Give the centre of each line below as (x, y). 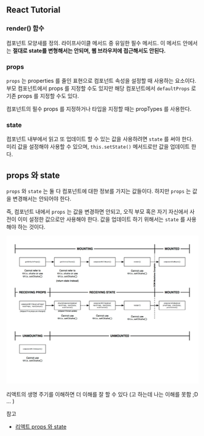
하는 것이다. (31, 227)
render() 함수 (25, 29)
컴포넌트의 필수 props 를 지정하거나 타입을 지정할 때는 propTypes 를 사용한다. (99, 108)
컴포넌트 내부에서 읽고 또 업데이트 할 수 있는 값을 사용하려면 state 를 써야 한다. (100, 139)
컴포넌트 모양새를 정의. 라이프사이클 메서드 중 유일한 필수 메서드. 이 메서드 (94, 43)
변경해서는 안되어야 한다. (42, 199)
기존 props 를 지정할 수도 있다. (43, 96)
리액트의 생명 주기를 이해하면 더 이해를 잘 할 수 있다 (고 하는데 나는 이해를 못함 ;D (102, 395)
